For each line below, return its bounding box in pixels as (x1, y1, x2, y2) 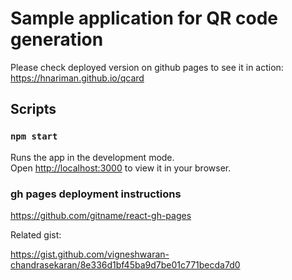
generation (10, 28, 104, 51)
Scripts (10, 101, 57, 118)
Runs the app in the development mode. (10, 151, 175, 163)
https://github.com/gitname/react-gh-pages (10, 209, 192, 221)
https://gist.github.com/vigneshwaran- (10, 248, 170, 260)
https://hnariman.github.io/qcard (10, 72, 145, 84)
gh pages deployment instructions (10, 187, 182, 201)
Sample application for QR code (10, 7, 278, 30)
